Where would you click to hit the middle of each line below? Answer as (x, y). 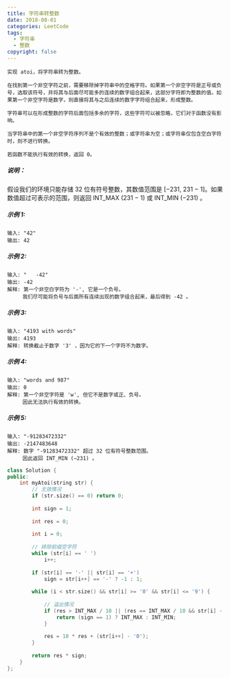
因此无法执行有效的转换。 (53, 402)
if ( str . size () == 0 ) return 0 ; (78, 496)
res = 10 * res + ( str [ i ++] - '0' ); (96, 637)
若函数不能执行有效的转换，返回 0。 (51, 154)
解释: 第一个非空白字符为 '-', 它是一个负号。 (66, 289)
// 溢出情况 (59, 605)
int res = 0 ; (50, 521)
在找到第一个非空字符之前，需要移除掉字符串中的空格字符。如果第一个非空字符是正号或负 (114, 85)
